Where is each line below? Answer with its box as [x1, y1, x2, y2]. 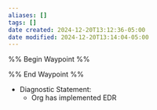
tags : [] [8, 19, 37, 27]
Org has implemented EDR [31, 93, 117, 102]
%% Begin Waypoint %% [8, 55, 90, 64]
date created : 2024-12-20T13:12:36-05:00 [8, 26, 146, 34]
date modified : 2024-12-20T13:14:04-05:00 [8, 33, 149, 41]
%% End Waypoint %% [8, 69, 84, 79]
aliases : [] [8, 11, 47, 20]
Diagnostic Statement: [19, 85, 92, 94]
